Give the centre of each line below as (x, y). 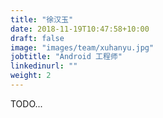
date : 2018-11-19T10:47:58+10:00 (80, 29)
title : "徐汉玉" (42, 19)
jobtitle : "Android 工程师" (66, 57)
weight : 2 (31, 76)
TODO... (26, 103)
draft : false (37, 38)
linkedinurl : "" (44, 66)
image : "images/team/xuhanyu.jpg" (82, 47)
